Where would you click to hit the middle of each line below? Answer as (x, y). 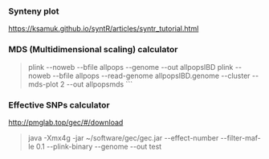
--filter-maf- (240, 137)
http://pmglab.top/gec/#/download (66, 122)
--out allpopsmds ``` (100, 84)
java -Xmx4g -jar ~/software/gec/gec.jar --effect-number (123, 137)
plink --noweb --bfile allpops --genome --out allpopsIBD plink (130, 67)
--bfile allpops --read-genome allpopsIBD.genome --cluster (151, 75)
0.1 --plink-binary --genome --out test (99, 146)
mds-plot (43, 84)
